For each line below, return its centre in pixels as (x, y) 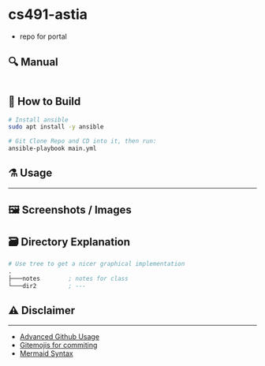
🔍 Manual (34, 62)
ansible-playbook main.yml (52, 149)
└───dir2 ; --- (47, 286)
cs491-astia (48, 15)
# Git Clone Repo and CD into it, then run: (82, 141)
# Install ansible (38, 120)
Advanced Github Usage (60, 337)
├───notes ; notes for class (68, 278)
